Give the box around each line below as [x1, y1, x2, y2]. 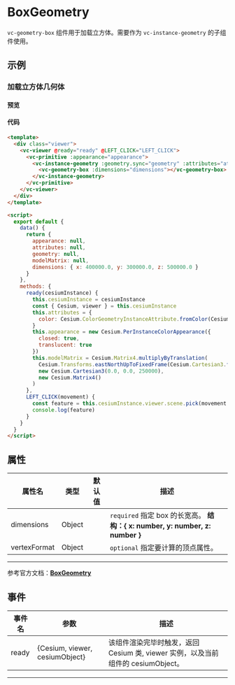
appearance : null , [32, 238, 86, 245]
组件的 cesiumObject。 [108, 658, 184, 668]
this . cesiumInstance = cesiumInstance [32, 296, 145, 303]
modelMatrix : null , [32, 257, 90, 264]
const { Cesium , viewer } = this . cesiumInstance [32, 302, 177, 310]
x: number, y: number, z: [128, 521, 211, 531]
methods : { [20, 283, 52, 290]
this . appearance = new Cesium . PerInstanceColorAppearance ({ [32, 329, 211, 336]
